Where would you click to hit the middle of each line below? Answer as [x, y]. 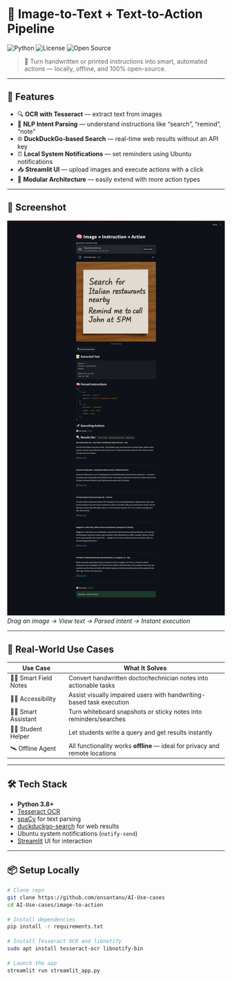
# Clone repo [26, 890]
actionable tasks [92, 685]
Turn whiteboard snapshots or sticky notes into [135, 712]
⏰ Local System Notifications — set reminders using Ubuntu [104, 153]
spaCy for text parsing [49, 819]
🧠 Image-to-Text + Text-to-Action [105, 14]
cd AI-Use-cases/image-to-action [55, 905]
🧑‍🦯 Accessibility [33, 698]
